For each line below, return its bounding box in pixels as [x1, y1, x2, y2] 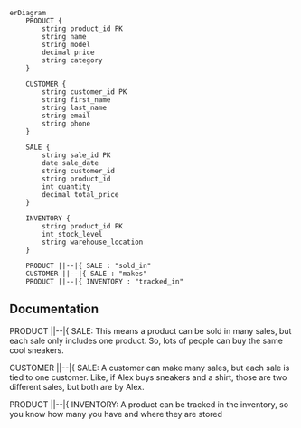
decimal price [42, 48, 95, 57]
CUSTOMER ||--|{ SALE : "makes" [25, 269, 147, 278]
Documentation [9, 302, 99, 317]
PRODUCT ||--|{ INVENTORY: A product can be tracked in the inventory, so [9, 398, 289, 410]
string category [42, 56, 103, 65]
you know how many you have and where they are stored [9, 408, 223, 419]
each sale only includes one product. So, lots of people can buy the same [9, 335, 283, 346]
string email [42, 111, 91, 120]
